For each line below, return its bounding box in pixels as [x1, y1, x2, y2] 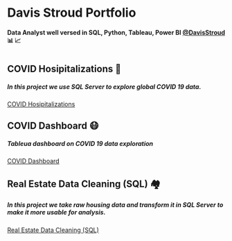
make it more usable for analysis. [7, 208, 106, 217]
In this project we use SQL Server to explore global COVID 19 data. [7, 82, 202, 91]
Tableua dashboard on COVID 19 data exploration [7, 139, 154, 147]
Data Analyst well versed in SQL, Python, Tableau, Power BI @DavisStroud [7, 28, 226, 36]
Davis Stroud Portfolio [7, 5, 136, 21]
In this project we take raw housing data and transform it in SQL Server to [7, 201, 224, 209]
